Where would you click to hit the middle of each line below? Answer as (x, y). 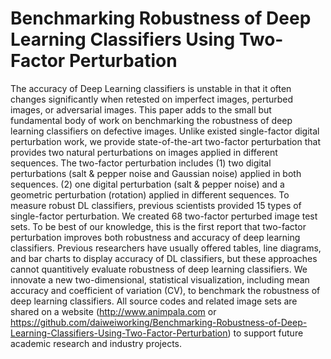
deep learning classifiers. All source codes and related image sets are (154, 301)
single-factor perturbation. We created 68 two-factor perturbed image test (164, 216)
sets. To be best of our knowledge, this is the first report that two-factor (158, 226)
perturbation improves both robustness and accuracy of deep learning (155, 237)
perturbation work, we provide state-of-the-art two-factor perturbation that (166, 141)
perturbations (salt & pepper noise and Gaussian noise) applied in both (156, 173)
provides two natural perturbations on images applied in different (144, 152)
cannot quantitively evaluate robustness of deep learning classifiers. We (159, 269)
